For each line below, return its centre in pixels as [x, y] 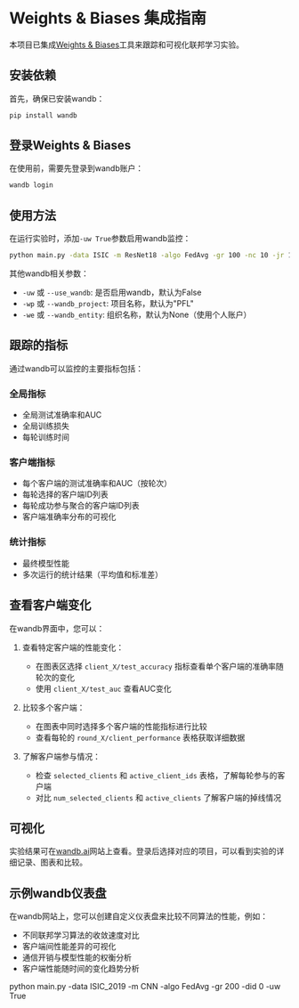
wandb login [31, 185]
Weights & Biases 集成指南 [108, 18]
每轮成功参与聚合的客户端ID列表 [81, 506]
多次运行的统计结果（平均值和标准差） [92, 574]
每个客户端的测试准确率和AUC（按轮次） [97, 484]
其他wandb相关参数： [49, 273]
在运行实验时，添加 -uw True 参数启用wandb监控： [100, 239]
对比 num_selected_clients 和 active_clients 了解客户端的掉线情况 [158, 797]
